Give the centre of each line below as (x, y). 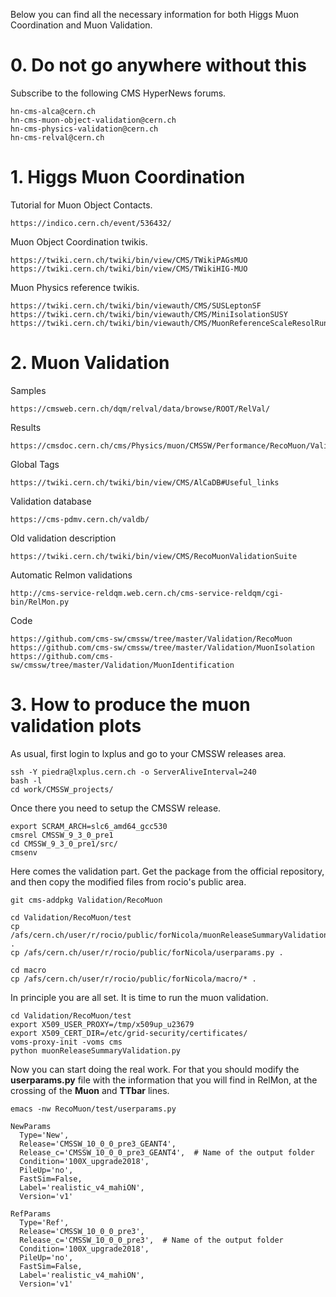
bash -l (26, 780)
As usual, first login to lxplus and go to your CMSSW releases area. (148, 753)
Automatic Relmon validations (71, 575)
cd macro (28, 970)
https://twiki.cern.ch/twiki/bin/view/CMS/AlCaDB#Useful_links (145, 482)
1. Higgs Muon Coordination (128, 177)
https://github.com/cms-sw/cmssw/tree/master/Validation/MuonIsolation (162, 647)
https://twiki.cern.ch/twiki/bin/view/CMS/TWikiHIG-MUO (129, 269)
